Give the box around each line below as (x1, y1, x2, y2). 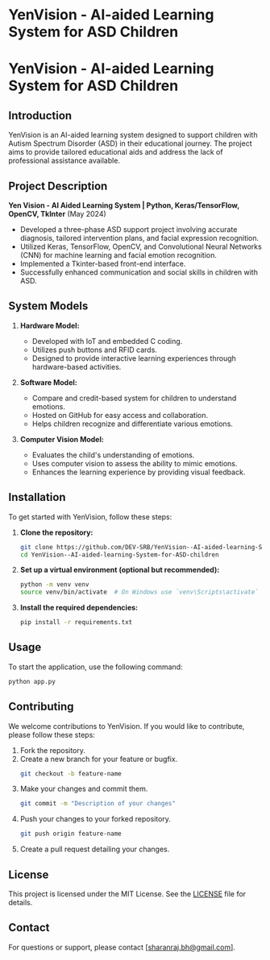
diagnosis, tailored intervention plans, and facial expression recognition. (19, 234, 260, 242)
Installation (8, 490, 66, 504)
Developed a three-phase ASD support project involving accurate (19, 225, 238, 234)
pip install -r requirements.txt (19, 619, 133, 627)
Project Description (8, 179, 108, 192)
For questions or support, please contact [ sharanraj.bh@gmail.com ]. (8, 942, 236, 952)
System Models (8, 300, 89, 313)
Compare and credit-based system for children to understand (31, 393, 237, 403)
